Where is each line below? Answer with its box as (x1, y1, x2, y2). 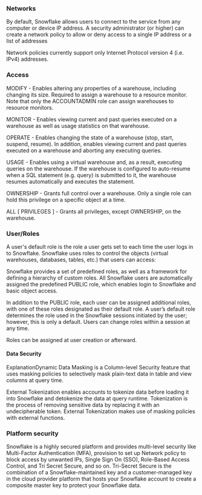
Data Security (6, 350, 42, 357)
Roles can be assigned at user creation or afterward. (6, 336, 137, 343)
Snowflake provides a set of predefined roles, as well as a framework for (6, 268, 187, 275)
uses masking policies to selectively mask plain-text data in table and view (6, 370, 192, 377)
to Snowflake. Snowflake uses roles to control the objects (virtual (6, 249, 168, 257)
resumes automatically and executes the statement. (6, 178, 135, 185)
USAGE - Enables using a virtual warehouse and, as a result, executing (6, 158, 183, 166)
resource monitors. (6, 104, 54, 111)
